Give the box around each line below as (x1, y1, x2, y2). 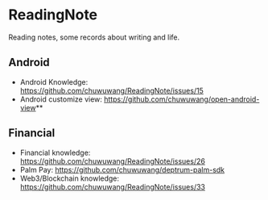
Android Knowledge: (19, 77, 89, 86)
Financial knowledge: (19, 148, 91, 157)
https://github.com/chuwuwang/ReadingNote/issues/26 (19, 156, 205, 166)
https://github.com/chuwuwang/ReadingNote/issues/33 (19, 181, 205, 191)
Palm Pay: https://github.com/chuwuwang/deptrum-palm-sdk (19, 165, 225, 174)
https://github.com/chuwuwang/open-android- (104, 94, 260, 104)
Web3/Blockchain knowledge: (19, 173, 119, 183)
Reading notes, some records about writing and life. (8, 32, 180, 42)
